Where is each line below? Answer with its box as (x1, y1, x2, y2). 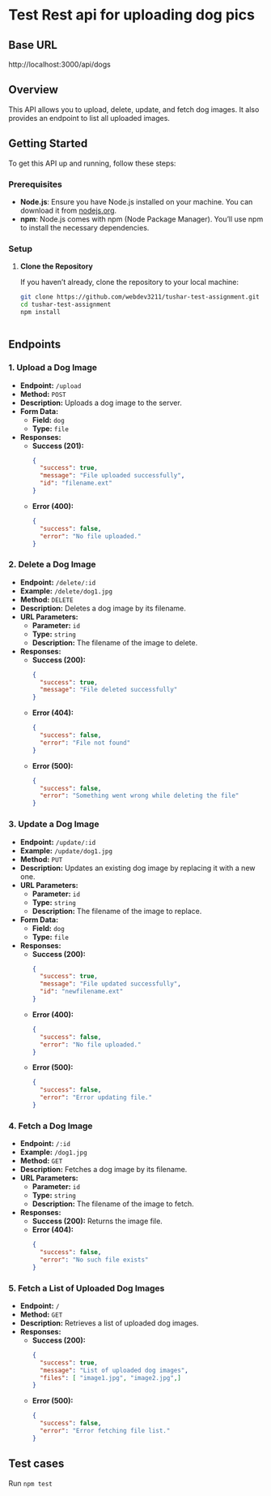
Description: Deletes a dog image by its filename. (19, 603, 186, 613)
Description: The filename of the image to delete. (32, 637, 198, 647)
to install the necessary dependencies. (19, 222, 150, 232)
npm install (19, 308, 61, 316)
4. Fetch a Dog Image (8, 1120, 93, 1132)
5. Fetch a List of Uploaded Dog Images (8, 1283, 165, 1294)
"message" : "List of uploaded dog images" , (39, 1366, 188, 1374)
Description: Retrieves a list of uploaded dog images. (19, 1317, 199, 1328)
